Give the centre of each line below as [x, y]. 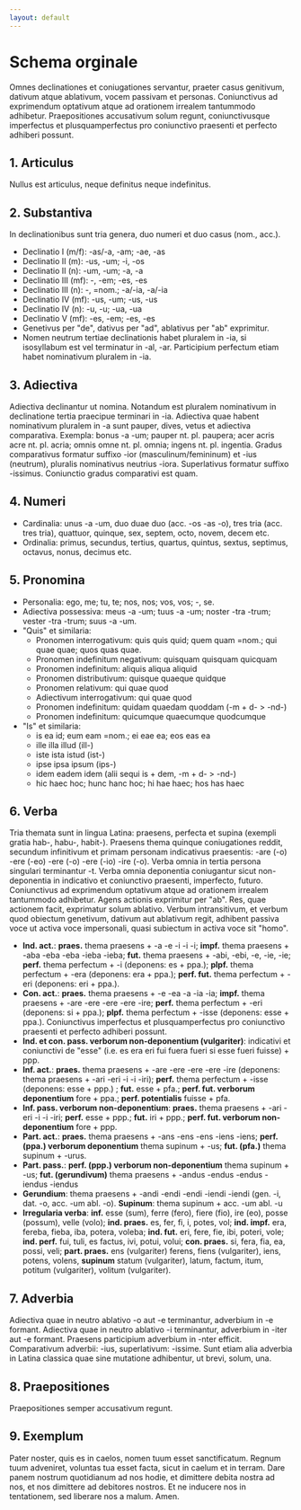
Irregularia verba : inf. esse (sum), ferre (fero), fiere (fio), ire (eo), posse [155, 1213]
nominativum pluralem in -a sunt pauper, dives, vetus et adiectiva [130, 426]
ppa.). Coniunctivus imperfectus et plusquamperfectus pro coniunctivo [154, 1022]
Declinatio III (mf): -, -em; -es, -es [85, 280]
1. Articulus [42, 163]
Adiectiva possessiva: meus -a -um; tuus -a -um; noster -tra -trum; [146, 611]
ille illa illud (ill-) [65, 745]
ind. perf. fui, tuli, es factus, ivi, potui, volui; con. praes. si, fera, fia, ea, [154, 1241]
